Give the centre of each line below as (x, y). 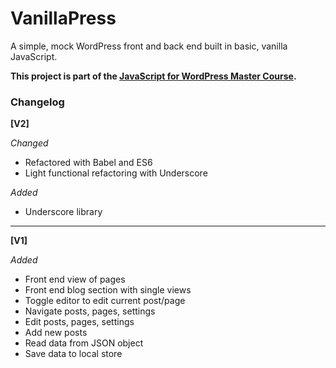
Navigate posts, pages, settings (90, 311)
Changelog (37, 102)
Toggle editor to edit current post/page (105, 301)
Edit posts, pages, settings (79, 322)
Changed (29, 143)
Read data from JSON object (84, 343)
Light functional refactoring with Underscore (116, 173)
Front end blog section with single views (108, 290)
